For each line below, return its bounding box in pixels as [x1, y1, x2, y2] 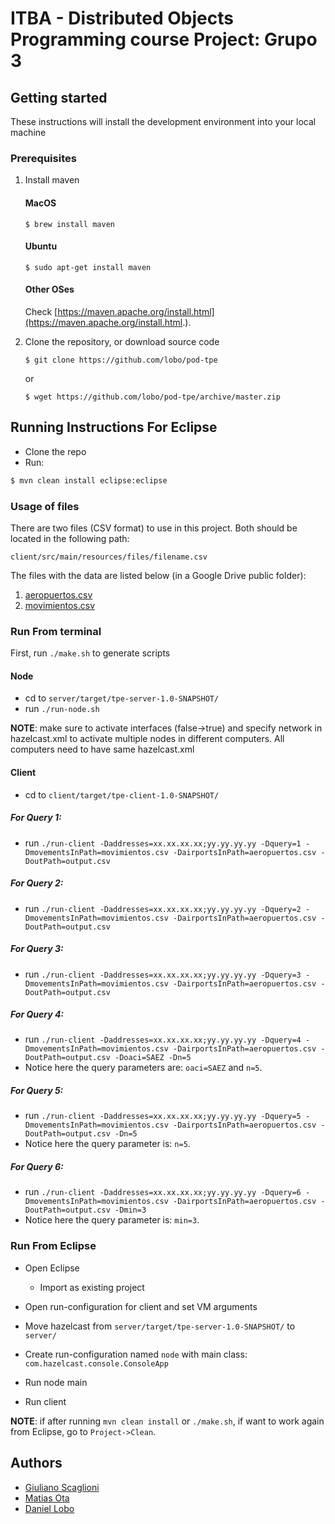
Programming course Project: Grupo [10, 28, 318, 51]
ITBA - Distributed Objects [10, 7, 234, 30]
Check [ [24, 305, 58, 317]
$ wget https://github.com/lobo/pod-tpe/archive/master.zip [24, 392, 281, 402]
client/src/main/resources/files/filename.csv [10, 552, 208, 562]
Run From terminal [10, 624, 102, 638]
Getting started [10, 89, 108, 106]
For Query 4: [10, 1008, 65, 1021]
